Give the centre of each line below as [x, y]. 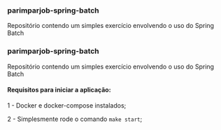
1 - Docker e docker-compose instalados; [67, 105]
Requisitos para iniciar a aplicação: [59, 90]
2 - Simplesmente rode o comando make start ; [75, 119]
